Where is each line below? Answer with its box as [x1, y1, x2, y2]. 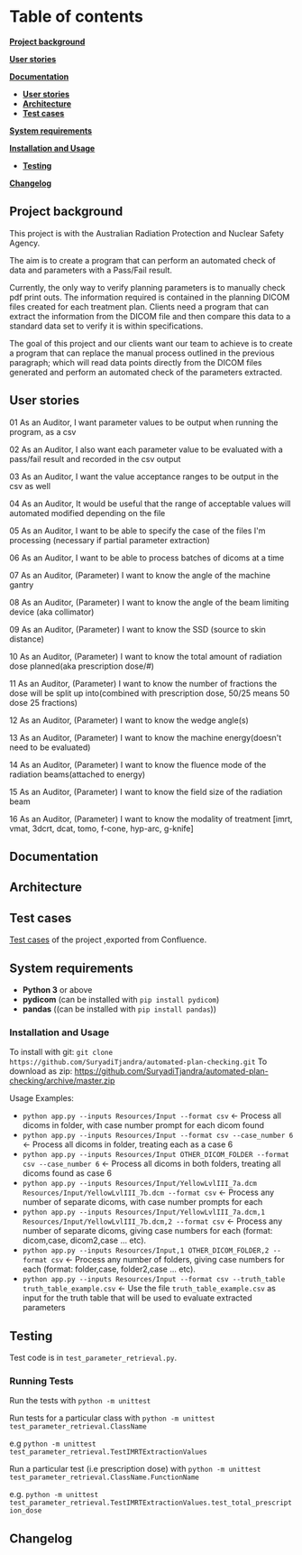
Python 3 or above [22, 984, 93, 995]
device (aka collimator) [9, 606, 95, 617]
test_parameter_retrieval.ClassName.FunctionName [9, 1473, 200, 1482]
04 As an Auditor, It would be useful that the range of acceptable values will [9, 498, 291, 509]
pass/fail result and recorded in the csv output [9, 453, 181, 464]
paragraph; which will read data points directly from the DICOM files [9, 356, 262, 367]
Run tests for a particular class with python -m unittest [9, 1412, 215, 1423]
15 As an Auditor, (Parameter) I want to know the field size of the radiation [9, 786, 283, 797]
